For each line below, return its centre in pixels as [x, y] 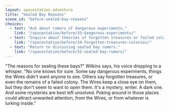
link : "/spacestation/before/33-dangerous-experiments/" [75, 33]
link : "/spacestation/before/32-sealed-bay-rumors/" [71, 51]
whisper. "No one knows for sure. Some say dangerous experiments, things [83, 71]
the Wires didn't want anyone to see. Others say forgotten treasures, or [79, 76]
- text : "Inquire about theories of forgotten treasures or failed [82, 38]
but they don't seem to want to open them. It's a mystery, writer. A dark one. [84, 87]
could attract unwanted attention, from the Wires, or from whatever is [77, 97]
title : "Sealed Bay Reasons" [36, 14]
